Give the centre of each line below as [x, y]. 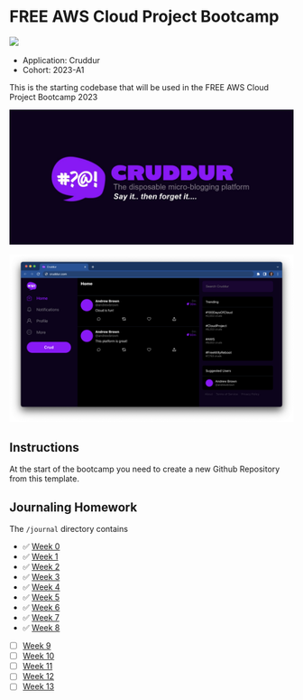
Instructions [44, 448]
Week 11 [37, 667]
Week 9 [37, 646]
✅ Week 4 [41, 587]
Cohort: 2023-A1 [53, 70]
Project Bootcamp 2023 [54, 97]
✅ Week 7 [41, 618]
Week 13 [38, 686]
